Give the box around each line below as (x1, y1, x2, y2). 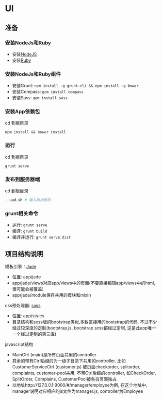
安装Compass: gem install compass (12, 89, 84, 95)
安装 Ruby (12, 57, 32, 63)
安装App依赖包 (5, 108, 40, 115)
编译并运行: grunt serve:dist (12, 234, 71, 240)
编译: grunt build (12, 228, 48, 234)
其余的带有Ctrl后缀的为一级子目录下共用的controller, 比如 (12, 358, 126, 364)
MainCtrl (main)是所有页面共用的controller (12, 352, 97, 358)
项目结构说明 (5, 250, 44, 258)
